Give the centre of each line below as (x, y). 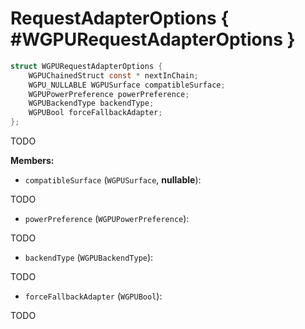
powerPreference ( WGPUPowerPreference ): (107, 219)
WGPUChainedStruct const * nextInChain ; (113, 75)
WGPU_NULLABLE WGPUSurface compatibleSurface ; (127, 85)
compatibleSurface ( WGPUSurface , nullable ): (113, 180)
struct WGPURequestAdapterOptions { (86, 66)
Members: (32, 161)
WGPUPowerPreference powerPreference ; (109, 94)
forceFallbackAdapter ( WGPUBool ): (93, 296)
